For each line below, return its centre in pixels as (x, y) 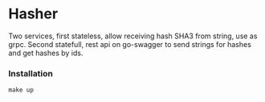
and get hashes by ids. (46, 53)
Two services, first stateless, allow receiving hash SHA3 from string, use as (133, 36)
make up (21, 90)
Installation (31, 73)
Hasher (33, 14)
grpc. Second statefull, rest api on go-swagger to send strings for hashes (130, 44)
